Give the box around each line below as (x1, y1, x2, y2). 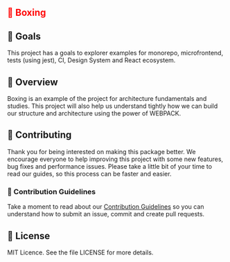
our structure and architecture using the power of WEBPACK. (7, 109, 182, 118)
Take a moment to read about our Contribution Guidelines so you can (7, 203, 204, 211)
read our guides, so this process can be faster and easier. (7, 169, 172, 178)
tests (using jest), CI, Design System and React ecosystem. (7, 56, 176, 64)
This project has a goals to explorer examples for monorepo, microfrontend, (7, 49, 224, 57)
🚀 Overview (7, 76, 58, 88)
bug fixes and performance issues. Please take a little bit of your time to (7, 162, 213, 170)
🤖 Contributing (7, 129, 72, 141)
